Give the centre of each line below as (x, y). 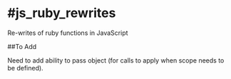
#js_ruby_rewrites (62, 13)
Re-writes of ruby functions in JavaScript (68, 33)
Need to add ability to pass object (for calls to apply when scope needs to (116, 60)
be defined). (26, 68)
